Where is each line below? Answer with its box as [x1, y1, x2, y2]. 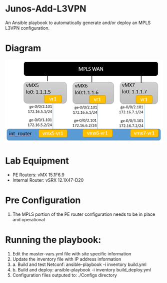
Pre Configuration [5, 195, 81, 206]
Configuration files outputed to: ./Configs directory [12, 272, 117, 278]
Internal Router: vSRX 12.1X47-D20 [12, 177, 84, 183]
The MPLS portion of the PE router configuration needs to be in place [12, 211, 155, 217]
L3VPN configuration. [5, 25, 50, 31]
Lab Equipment [5, 155, 69, 167]
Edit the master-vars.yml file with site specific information [12, 251, 131, 257]
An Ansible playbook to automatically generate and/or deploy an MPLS [5, 20, 151, 26]
